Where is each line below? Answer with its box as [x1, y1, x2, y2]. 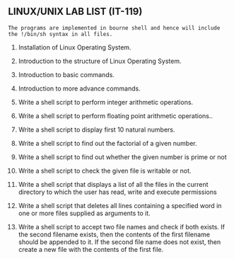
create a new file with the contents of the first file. [18, 245, 164, 253]
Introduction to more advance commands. [18, 84, 141, 93]
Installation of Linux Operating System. [18, 42, 131, 52]
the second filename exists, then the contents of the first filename [18, 230, 211, 238]
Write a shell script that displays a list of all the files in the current [18, 180, 209, 188]
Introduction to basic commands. [18, 70, 115, 79]
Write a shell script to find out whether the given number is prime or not [18, 152, 227, 161]
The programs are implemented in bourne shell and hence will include [8, 24, 221, 31]
